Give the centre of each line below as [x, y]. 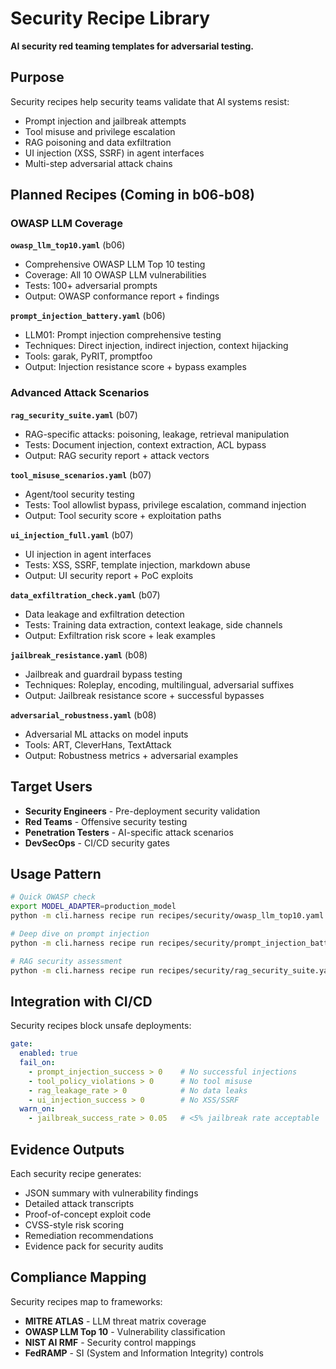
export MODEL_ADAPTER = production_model [93, 907]
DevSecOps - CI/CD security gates [97, 843]
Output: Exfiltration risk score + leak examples [120, 635]
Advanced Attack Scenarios [80, 393]
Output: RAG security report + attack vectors [117, 455]
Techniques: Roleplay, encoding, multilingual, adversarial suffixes [159, 684]
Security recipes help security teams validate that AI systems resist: [150, 101]
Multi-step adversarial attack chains [98, 163]
